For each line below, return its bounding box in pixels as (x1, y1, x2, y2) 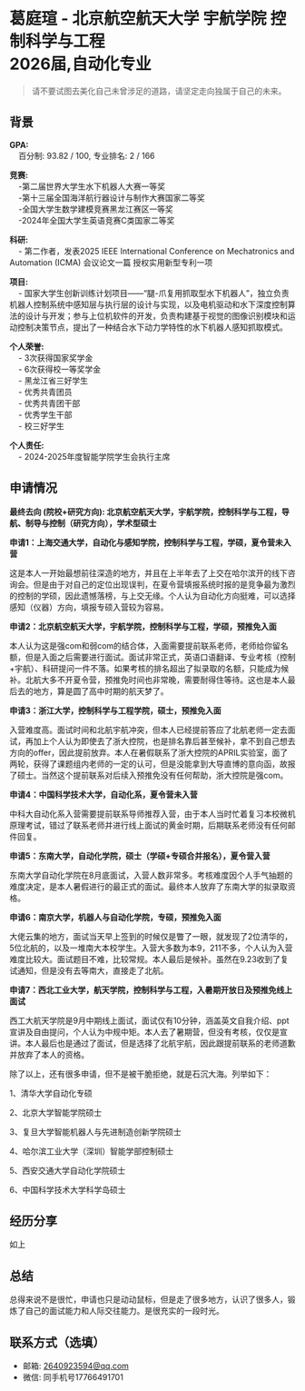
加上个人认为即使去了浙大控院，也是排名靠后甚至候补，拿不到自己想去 (33, 735, 296, 746)
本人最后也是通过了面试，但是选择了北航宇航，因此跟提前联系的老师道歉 (25, 1038, 296, 1048)
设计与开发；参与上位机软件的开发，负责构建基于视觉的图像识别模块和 (25, 310, 288, 321)
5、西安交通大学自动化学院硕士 (9, 1165, 126, 1176)
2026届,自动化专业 (9, 54, 152, 75)
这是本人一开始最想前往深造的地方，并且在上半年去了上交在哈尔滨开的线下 (9, 567, 288, 578)
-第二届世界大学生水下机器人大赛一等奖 (17, 181, 166, 192)
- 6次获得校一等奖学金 (17, 363, 102, 374)
